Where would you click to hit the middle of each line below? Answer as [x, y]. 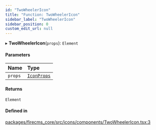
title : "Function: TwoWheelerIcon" [43, 15]
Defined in [16, 111]
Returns [14, 89]
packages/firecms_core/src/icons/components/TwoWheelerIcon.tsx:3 [78, 122]
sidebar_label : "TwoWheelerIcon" [40, 19]
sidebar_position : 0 [27, 24]
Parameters [18, 55]
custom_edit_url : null [29, 29]
